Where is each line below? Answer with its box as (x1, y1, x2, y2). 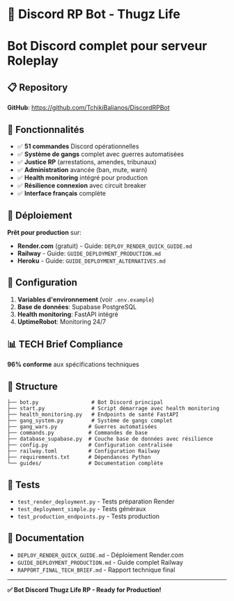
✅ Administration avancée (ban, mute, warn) (17, 166, 148, 173)
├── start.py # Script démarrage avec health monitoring (7, 405, 219, 412)
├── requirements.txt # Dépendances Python (7, 454, 151, 461)
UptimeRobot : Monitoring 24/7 (17, 317, 107, 326)
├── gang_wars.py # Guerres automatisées (7, 423, 157, 430)
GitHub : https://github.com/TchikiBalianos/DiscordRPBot (7, 104, 170, 112)
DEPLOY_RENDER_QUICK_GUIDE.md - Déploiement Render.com (17, 550, 185, 559)
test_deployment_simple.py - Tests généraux (17, 505, 146, 513)
